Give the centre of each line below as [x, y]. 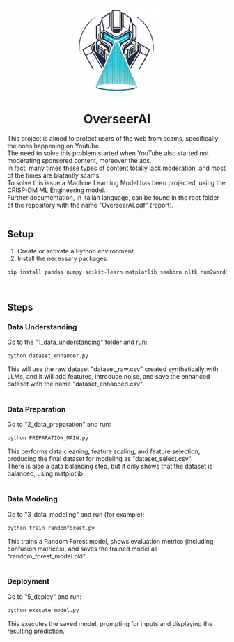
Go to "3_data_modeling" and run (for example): [76, 514]
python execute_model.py [43, 610]
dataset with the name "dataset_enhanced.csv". [76, 384]
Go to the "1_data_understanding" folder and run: [77, 342]
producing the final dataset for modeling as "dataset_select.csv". [100, 459]
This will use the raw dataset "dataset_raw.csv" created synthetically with [113, 369]
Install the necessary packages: [63, 258]
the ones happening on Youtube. [54, 146]
